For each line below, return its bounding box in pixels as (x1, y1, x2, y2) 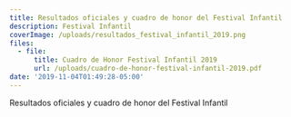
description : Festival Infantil (9, 22, 132, 31)
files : (9, 38, 35, 48)
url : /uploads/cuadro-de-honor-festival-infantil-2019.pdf (33, 64, 262, 73)
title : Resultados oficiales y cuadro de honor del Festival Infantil (9, 13, 283, 23)
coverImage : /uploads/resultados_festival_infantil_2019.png (9, 30, 246, 39)
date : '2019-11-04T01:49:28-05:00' (9, 73, 145, 82)
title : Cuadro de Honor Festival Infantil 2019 (33, 55, 218, 64)
